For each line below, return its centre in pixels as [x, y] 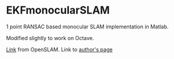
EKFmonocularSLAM [58, 10]
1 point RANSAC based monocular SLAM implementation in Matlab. [88, 27]
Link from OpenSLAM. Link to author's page [60, 49]
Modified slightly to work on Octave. [50, 38]
